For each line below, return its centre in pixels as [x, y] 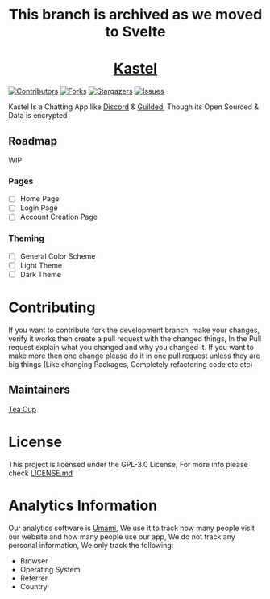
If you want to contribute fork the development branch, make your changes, [134, 330]
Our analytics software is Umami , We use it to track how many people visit [132, 528]
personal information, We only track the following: [91, 545]
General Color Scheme [58, 256]
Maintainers [39, 390]
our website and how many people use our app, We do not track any [122, 536]
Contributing [52, 308]
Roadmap [33, 141]
